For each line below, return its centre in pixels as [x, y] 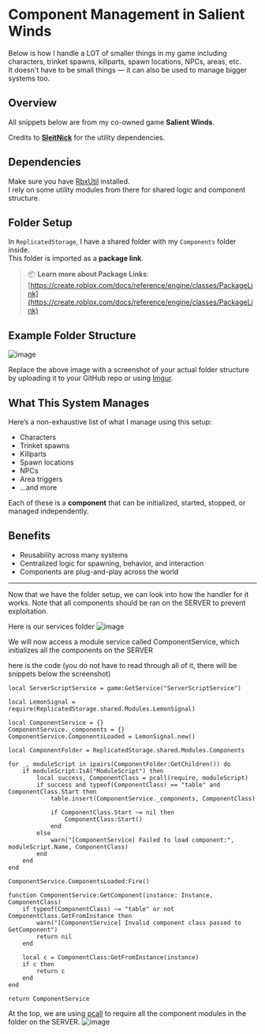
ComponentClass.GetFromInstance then [70, 916]
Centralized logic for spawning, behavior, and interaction [112, 563]
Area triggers [41, 479]
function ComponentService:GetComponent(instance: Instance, [111, 895]
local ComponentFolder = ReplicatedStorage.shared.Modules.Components [127, 750]
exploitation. [28, 611]
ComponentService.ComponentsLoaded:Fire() [79, 881]
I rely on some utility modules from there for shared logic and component [127, 189]
